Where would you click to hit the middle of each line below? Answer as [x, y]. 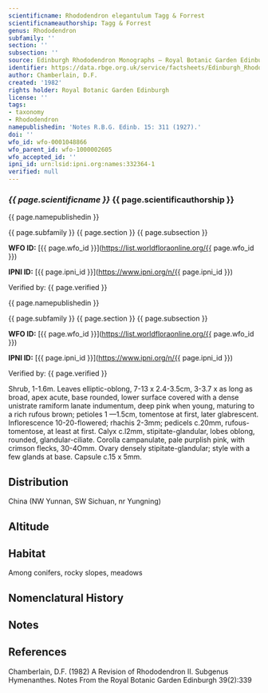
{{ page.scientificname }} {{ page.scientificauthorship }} [121, 199]
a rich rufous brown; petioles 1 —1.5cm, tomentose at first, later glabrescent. [134, 414]
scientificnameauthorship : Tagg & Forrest [80, 23]
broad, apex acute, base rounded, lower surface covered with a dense [124, 397]
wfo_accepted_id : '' [43, 157]
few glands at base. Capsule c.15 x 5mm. [75, 457]
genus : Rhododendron [43, 30]
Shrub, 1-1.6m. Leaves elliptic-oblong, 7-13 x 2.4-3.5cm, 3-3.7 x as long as [131, 389]
